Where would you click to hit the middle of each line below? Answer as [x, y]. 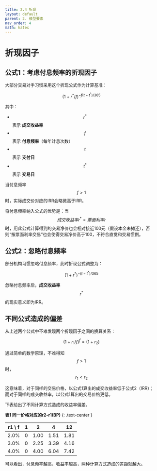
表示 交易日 [23, 174]
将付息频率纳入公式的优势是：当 [37, 211]
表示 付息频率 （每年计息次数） [42, 141]
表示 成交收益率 [28, 125]
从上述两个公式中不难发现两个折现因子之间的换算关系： [60, 331]
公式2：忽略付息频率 [36, 251]
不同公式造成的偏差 [34, 319]
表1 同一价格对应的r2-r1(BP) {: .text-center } [49, 415]
